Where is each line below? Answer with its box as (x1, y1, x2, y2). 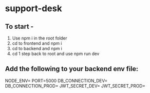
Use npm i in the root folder (12, 35, 67, 41)
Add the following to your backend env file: (5, 65, 139, 73)
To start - (5, 22, 34, 31)
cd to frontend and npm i (12, 40, 62, 46)
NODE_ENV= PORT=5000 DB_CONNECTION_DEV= (5, 77, 108, 83)
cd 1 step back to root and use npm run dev (12, 51, 100, 56)
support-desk (5, 3, 62, 14)
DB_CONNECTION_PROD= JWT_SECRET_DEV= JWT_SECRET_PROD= (5, 83, 146, 89)
